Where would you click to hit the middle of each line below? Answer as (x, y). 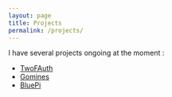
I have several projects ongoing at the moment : (86, 53)
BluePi (30, 85)
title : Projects (35, 23)
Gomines (35, 77)
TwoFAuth (36, 68)
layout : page (30, 16)
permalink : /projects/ (46, 30)
